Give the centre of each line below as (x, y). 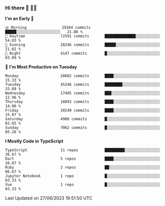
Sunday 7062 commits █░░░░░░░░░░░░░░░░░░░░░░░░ (83, 128)
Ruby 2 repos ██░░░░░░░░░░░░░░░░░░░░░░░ (83, 168)
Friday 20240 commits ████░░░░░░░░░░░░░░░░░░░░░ (83, 110)
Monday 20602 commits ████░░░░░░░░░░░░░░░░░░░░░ (83, 76)
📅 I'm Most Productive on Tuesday (41, 67)
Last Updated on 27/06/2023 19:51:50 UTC (49, 198)
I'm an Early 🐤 (20, 19)
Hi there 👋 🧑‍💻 (21, 8)
